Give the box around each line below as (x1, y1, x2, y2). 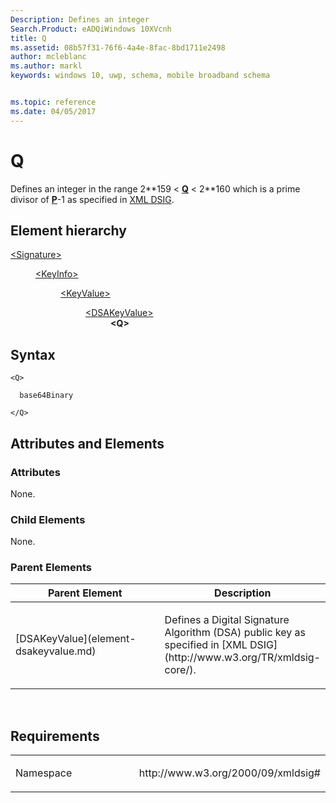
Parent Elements (10, 561, 92, 575)
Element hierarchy (10, 222, 127, 239)
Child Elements (10, 512, 86, 526)
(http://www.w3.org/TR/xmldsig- (164, 651, 321, 665)
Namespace (15, 766, 73, 780)
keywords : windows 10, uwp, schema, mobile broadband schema (10, 71, 271, 81)
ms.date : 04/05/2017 (10, 106, 97, 116)
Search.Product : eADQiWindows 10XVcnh (10, 24, 172, 34)
